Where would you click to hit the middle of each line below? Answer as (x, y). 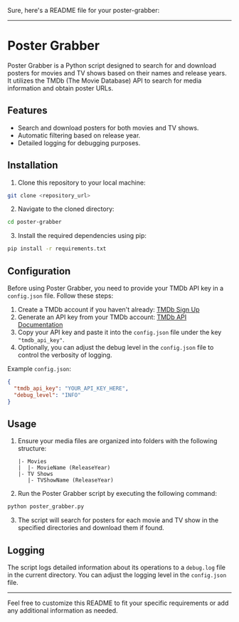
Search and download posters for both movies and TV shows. (108, 128)
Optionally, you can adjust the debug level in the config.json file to (116, 347)
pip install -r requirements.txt (57, 249)
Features (27, 111)
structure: (32, 449)
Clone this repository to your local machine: (81, 182)
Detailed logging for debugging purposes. (79, 142)
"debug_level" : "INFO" (47, 395)
